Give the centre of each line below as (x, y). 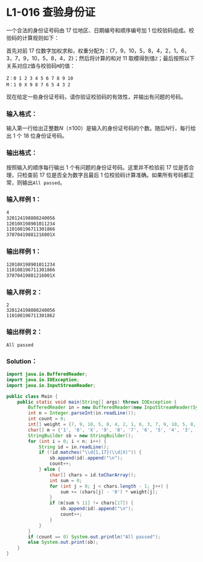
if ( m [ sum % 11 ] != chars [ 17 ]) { (92, 503)
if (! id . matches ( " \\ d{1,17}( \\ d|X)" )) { (90, 453)
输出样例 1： (24, 251)
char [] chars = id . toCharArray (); (93, 475)
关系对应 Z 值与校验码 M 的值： (41, 66)
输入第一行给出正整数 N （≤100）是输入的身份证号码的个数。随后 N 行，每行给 (101, 128)
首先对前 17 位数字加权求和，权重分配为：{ (59, 50)
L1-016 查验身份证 (51, 12)
